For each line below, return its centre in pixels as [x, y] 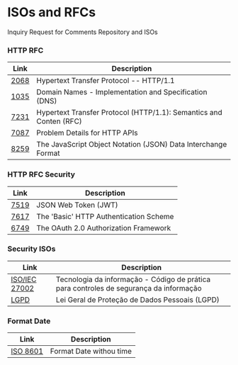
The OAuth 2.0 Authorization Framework [104, 228]
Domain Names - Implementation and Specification [122, 92]
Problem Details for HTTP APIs [87, 133]
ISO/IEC [24, 279]
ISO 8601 [27, 352]
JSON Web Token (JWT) [77, 205]
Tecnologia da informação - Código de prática [133, 279]
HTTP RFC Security [41, 174]
